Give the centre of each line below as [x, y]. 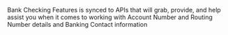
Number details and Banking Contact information [77, 24]
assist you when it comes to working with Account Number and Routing [110, 17]
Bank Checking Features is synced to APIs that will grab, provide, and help [114, 10]
